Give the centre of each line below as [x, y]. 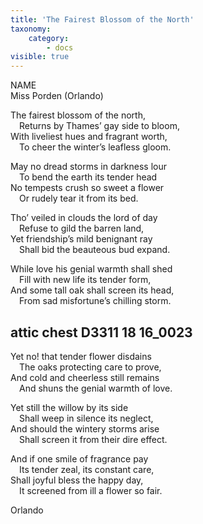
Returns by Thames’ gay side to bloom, [99, 126]
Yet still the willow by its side [69, 407]
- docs [60, 47]
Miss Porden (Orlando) [57, 96]
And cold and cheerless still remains [85, 377]
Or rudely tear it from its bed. [79, 198]
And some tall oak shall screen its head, [92, 290]
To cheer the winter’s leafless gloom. [95, 147]
